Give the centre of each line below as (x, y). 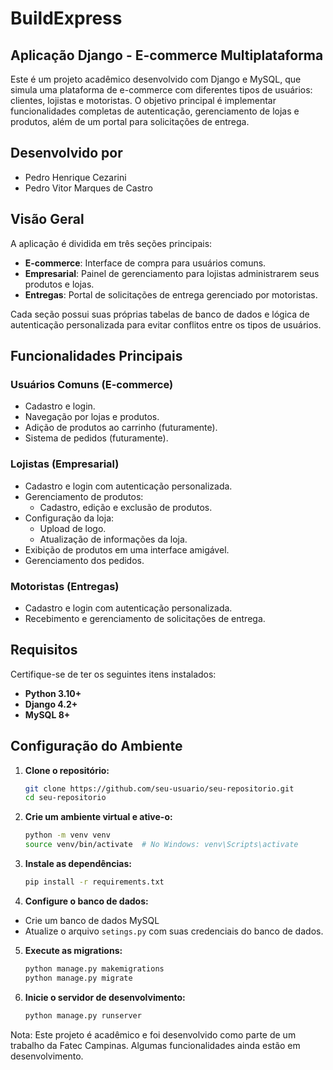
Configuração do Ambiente (96, 746)
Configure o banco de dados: (86, 901)
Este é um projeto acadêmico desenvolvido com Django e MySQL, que (156, 79)
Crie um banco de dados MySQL (92, 920)
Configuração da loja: (69, 518)
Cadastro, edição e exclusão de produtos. (126, 507)
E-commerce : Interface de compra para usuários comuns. (145, 263)
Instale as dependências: (78, 864)
